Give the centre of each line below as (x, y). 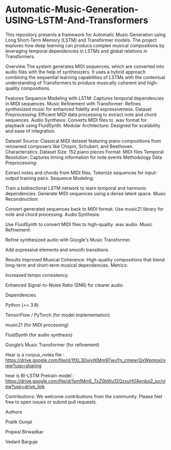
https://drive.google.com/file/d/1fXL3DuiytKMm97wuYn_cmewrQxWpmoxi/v (85, 360)
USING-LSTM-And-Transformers (77, 20)
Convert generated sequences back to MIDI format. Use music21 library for (84, 209)
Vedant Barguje (22, 442)
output (12, 178)
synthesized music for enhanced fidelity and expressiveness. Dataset (79, 109)
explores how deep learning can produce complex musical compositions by (85, 45)
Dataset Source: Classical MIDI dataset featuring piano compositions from (83, 141)
